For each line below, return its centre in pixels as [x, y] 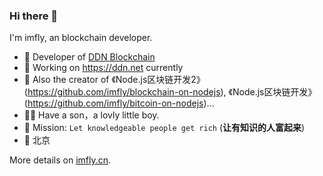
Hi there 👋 [34, 16]
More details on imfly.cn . [60, 160]
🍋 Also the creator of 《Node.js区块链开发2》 [114, 80]
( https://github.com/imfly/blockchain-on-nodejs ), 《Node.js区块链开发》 [170, 92]
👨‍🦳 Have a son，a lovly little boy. [91, 115]
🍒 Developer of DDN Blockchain [89, 57]
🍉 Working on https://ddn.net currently [103, 68]
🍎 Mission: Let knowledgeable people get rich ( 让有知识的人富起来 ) [164, 128]
